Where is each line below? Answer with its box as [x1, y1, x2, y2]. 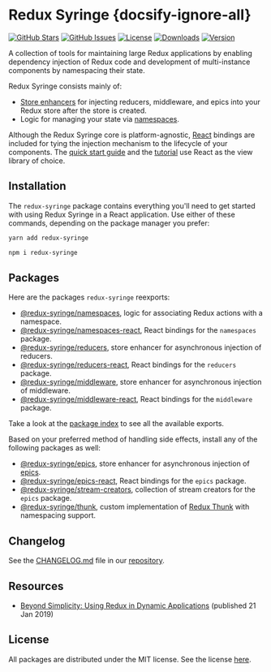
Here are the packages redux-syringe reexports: [8, 292, 170, 302]
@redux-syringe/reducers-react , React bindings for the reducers [19, 360, 237, 370]
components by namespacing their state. [8, 65, 146, 75]
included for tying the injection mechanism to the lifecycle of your [8, 138, 228, 148]
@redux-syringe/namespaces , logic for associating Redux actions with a [19, 308, 264, 318]
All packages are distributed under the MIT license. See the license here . [8, 654, 252, 664]
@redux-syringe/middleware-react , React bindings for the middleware [19, 394, 253, 404]
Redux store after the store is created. [19, 106, 148, 115]
